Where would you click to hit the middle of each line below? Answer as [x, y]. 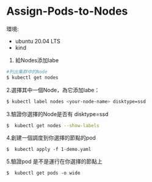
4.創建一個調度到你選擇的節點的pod [51, 138]
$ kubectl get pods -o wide [43, 173]
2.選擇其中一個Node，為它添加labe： [53, 90]
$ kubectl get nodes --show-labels [53, 126]
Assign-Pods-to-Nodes [67, 11]
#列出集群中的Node [27, 71]
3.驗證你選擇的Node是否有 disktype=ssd [57, 114]
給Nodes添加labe [37, 60]
